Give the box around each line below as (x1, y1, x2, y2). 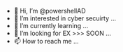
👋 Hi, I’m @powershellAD (13, 7, 86, 15)
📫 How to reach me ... (13, 37, 79, 45)
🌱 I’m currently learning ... (13, 22, 89, 30)
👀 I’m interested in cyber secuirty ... (13, 14, 117, 22)
